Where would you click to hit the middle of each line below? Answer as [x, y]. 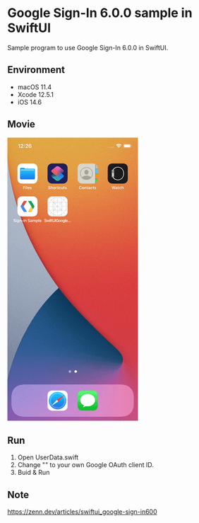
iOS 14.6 [30, 102]
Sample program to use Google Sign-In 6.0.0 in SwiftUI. [88, 47]
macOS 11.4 [35, 87]
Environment [36, 70]
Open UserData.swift [48, 457]
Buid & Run [34, 473]
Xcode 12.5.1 [36, 94]
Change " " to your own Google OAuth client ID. [85, 465]
